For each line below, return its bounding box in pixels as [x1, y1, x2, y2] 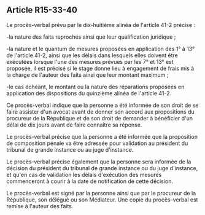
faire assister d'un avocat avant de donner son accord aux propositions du [6, 107, 195, 115]
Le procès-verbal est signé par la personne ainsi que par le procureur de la [6, 189, 196, 197]
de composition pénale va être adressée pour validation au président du [6, 139, 188, 147]
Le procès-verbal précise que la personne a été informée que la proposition [6, 133, 198, 140]
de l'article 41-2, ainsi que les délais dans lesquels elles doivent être [6, 52, 178, 59]
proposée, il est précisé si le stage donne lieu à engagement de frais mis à [6, 64, 195, 72]
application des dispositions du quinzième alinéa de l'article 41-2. [6, 89, 172, 97]
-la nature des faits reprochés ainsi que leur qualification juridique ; [6, 33, 176, 41]
